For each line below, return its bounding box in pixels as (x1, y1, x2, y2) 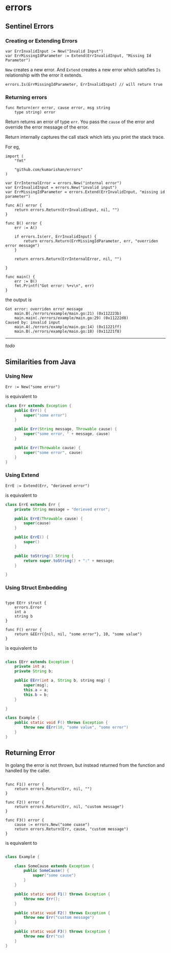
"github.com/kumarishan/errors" (14, 167, 83, 173)
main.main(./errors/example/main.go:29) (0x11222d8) (14, 315, 129, 321)
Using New (5, 373, 33, 380)
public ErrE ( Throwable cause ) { (14, 516, 83, 521)
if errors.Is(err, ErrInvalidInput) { (14, 234, 97, 239)
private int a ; (14, 664, 47, 669)
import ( (5, 154, 24, 159)
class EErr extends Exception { (5, 659, 74, 665)
